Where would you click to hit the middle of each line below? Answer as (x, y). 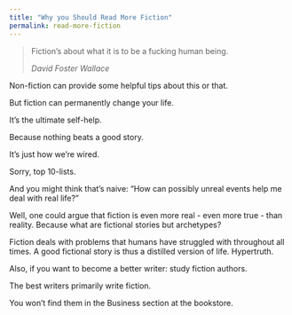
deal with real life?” (44, 198)
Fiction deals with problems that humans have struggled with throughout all (147, 241)
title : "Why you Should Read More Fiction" (91, 17)
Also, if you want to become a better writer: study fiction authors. (128, 268)
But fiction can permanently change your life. (92, 102)
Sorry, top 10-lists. (43, 171)
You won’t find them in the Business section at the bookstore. (121, 303)
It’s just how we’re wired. (55, 154)
